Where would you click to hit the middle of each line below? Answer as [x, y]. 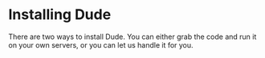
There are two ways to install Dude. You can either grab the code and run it [132, 37]
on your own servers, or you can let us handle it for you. [101, 44]
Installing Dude [60, 15]
